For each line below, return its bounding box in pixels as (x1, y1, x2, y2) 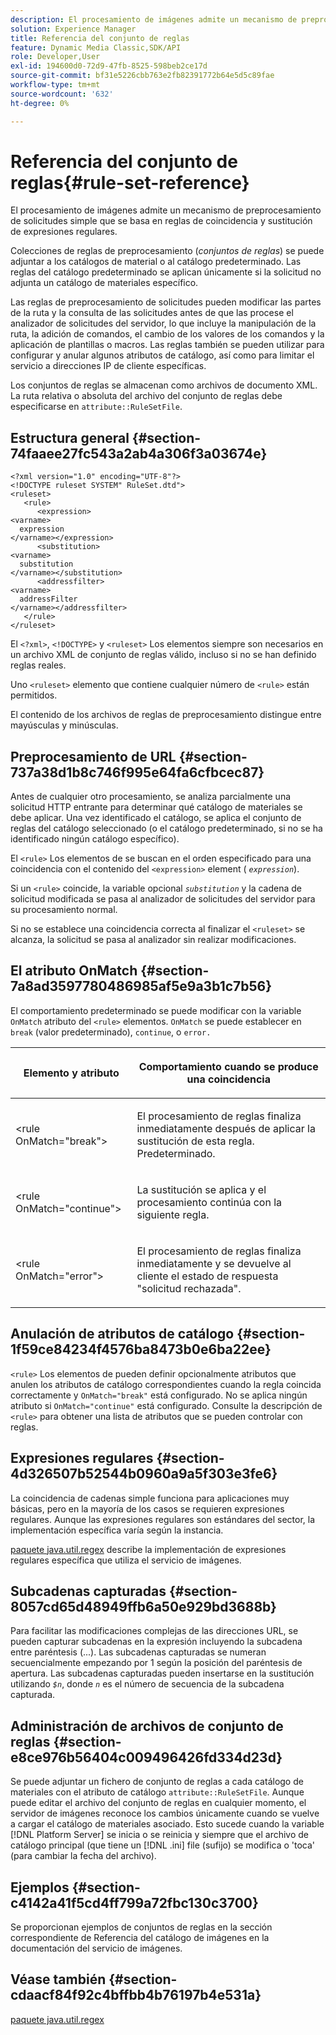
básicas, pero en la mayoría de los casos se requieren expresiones (10, 1502, 285, 1515)
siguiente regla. (136, 1207, 210, 1221)
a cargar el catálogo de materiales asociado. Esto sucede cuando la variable (10, 1818, 325, 1830)
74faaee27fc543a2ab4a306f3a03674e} (10, 445, 268, 462)
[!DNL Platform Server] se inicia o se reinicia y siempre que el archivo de (10, 1829, 310, 1841)
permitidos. (10, 689, 58, 701)
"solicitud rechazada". (136, 1281, 242, 1295)
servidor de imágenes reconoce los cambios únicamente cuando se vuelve (10, 1807, 320, 1820)
